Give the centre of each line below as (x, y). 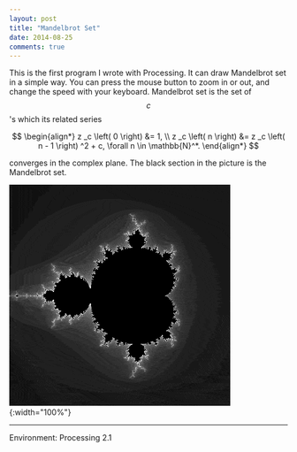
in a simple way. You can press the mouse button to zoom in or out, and (139, 82)
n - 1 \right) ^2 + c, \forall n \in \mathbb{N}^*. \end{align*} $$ (148, 146)
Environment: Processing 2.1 (61, 438)
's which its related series (56, 119)
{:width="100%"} (40, 412)
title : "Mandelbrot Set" (55, 28)
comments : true (37, 47)
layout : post (33, 19)
